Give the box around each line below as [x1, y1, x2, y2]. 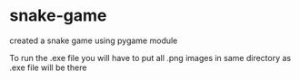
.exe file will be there [9, 62, 87, 73]
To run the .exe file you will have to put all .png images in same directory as [9, 52, 292, 63]
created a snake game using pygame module [9, 35, 178, 46]
